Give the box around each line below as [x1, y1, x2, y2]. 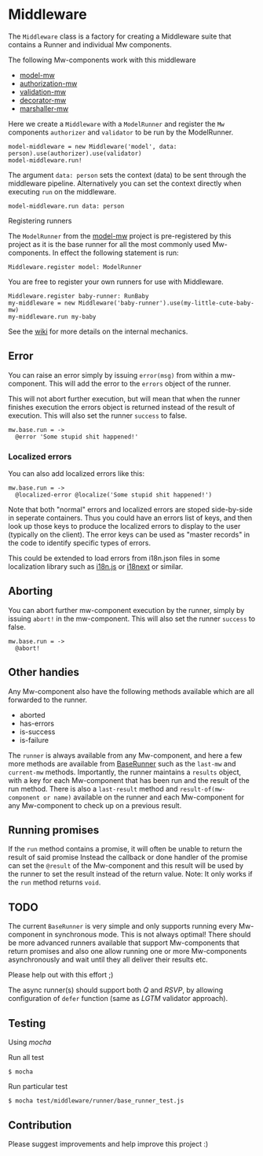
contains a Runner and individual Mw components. [8, 39, 172, 49]
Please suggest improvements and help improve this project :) [8, 1139, 209, 1148]
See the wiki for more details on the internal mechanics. [8, 327, 188, 336]
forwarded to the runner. [8, 695, 88, 704]
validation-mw [19, 87, 67, 96]
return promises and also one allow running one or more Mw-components [8, 947, 247, 956]
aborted [19, 710, 46, 719]
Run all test [8, 1053, 45, 1062]
